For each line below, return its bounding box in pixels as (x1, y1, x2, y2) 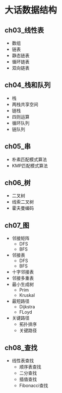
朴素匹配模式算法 (11, 156, 47, 162)
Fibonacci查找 (19, 383, 48, 389)
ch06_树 (4, 179, 31, 187)
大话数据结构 (4, 4, 58, 16)
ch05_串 (4, 142, 31, 151)
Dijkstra (19, 304, 35, 310)
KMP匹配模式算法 (11, 162, 48, 168)
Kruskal (19, 292, 35, 298)
